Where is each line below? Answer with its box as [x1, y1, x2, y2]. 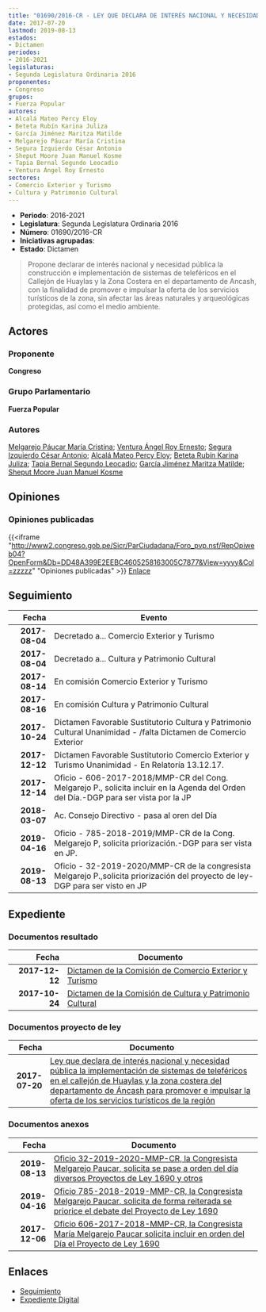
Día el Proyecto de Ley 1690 [54, 1238, 160, 1249]
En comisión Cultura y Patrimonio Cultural [54, 699, 209, 710]
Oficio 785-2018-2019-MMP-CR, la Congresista [54, 1185, 243, 1196]
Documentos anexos [8, 1119, 89, 1130]
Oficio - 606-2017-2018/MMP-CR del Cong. [54, 773, 228, 784]
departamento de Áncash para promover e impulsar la [50, 1085, 251, 1096]
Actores [8, 324, 49, 338]
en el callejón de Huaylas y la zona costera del [50, 1076, 222, 1087]
